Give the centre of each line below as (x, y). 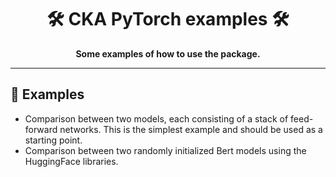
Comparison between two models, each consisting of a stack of (156, 118)
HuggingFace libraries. (71, 161)
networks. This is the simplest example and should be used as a (191, 129)
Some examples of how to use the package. (168, 53)
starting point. (53, 140)
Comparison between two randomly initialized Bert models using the (165, 150)
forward (41, 129)
